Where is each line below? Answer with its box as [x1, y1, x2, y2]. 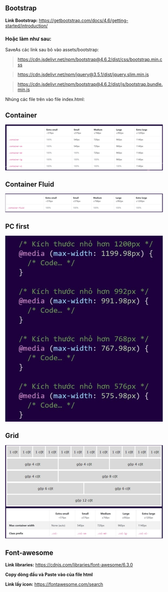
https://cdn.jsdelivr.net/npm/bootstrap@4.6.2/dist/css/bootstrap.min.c [17, 56, 162, 62]
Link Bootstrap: [5, 17, 38, 23]
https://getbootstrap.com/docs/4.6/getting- [38, 17, 128, 23]
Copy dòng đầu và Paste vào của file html [5, 571, 93, 577]
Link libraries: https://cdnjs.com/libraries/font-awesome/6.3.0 [5, 562, 133, 568]
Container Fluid [5, 180, 54, 188]
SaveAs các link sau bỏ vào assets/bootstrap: [5, 47, 99, 53]
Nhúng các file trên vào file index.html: [5, 96, 85, 103]
